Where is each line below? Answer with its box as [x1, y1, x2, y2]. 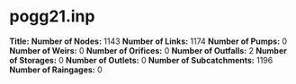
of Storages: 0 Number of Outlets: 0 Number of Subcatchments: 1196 [9, 55, 274, 65]
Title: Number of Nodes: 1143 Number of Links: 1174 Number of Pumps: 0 [9, 36, 288, 46]
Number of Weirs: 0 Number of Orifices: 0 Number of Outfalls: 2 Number [9, 45, 288, 55]
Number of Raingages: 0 [9, 64, 103, 75]
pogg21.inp [9, 6, 95, 27]
